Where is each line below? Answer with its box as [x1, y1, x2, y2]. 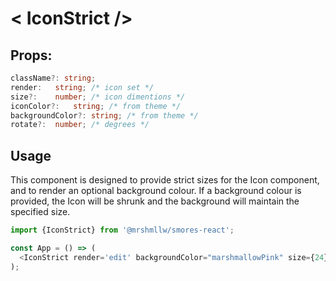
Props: [10, 47, 53, 64]
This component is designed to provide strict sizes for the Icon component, [10, 174, 320, 186]
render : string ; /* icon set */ [10, 82, 155, 92]
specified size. [10, 206, 71, 218]
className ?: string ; [10, 73, 97, 83]
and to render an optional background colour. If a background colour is [10, 185, 302, 197]
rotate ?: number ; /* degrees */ [10, 120, 150, 130]
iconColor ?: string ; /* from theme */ [10, 101, 182, 111]
